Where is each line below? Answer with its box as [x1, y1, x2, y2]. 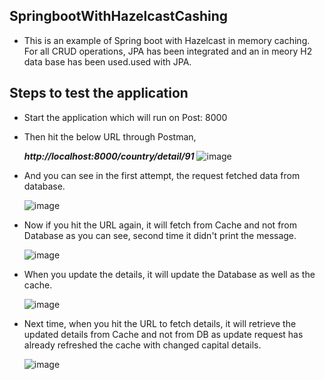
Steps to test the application [9, 85, 189, 102]
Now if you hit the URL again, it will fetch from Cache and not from [23, 219, 298, 231]
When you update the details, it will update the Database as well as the [23, 268, 316, 280]
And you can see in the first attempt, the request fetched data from [23, 169, 301, 181]
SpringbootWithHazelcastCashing [9, 8, 229, 25]
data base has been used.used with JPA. [23, 55, 192, 68]
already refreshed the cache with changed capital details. [23, 339, 262, 351]
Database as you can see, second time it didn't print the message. [23, 229, 297, 241]
